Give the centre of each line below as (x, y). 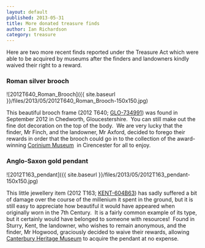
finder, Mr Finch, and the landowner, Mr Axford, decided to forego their (96, 132)
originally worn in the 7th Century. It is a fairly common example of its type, (102, 212)
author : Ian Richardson (37, 29)
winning (16, 145)
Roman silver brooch (38, 81)
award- (186, 139)
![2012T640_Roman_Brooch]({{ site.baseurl (61, 94)
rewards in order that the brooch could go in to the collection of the (91, 139)
